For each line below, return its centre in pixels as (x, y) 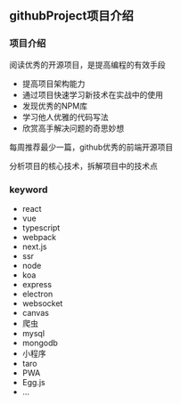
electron (37, 294)
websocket (42, 303)
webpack (39, 237)
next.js (34, 246)
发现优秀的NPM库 (54, 106)
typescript (41, 227)
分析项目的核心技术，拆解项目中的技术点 (83, 166)
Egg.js (34, 382)
